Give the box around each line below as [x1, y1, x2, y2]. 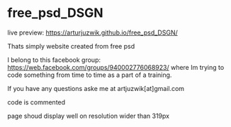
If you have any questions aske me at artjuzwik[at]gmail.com [7, 84, 185, 92]
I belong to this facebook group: [7, 55, 101, 64]
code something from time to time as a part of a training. [7, 71, 172, 79]
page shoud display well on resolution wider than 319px [7, 111, 170, 120]
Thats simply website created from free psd [7, 42, 135, 50]
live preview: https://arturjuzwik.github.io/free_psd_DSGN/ [7, 28, 179, 37]
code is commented [7, 97, 66, 107]
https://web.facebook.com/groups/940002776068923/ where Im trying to [7, 63, 225, 71]
